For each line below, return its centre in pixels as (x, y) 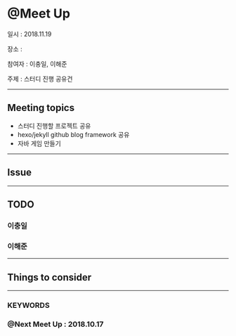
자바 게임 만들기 (39, 143)
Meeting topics (41, 108)
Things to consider (50, 277)
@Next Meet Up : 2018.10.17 (55, 324)
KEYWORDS (29, 305)
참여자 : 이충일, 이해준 (37, 64)
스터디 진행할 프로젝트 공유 (54, 126)
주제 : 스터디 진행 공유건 (40, 79)
